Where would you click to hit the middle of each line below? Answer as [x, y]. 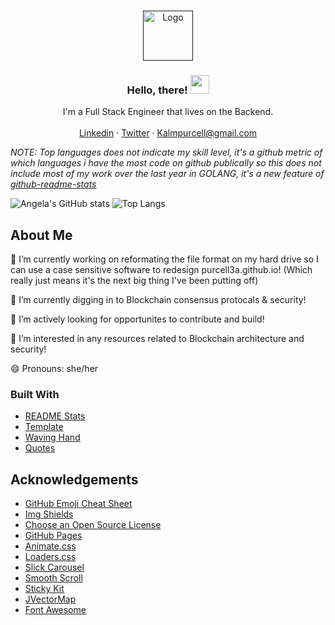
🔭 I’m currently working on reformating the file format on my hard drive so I [164, 259]
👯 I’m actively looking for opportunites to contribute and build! [137, 319]
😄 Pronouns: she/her [54, 369]
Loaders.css [50, 557]
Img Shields [49, 514]
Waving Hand [52, 437]
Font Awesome [55, 610]
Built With [35, 395]
